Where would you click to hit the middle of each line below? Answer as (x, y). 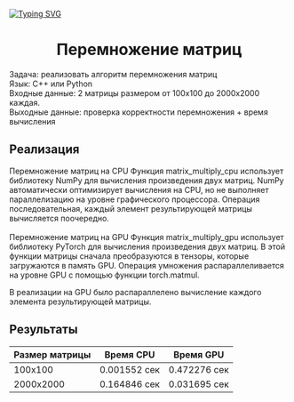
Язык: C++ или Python (51, 84)
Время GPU (199, 354)
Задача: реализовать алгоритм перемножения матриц (113, 74)
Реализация (44, 150)
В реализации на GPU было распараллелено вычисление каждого (135, 292)
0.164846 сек (130, 384)
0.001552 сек (130, 369)
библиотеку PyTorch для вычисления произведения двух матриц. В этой (147, 246)
